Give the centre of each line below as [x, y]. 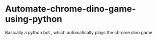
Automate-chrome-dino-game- [71, 9]
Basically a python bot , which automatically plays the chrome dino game [79, 32]
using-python [34, 19]
